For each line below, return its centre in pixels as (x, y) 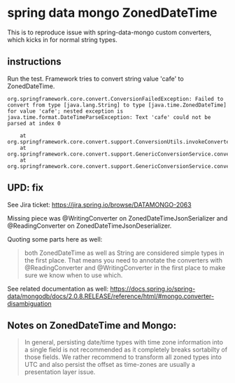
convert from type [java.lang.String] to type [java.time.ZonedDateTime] (117, 105)
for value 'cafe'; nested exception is (65, 111)
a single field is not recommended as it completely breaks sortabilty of (126, 350)
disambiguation (29, 303)
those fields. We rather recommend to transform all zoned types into (123, 357)
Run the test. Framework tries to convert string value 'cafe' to (95, 78)
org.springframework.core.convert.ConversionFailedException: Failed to (115, 99)
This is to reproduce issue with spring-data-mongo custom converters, (109, 32)
